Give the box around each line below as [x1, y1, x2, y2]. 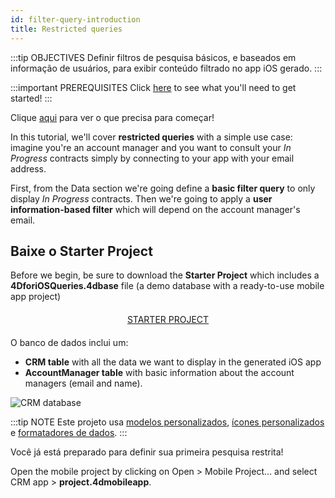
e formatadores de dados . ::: [10, 427, 128, 439]
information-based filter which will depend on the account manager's [10, 203, 301, 215]
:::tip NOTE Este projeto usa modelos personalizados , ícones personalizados [10, 416, 325, 428]
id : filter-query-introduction [10, 14, 141, 25]
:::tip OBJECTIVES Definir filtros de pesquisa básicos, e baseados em [10, 51, 297, 63]
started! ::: [10, 92, 53, 104]
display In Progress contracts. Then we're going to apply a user [10, 192, 273, 205]
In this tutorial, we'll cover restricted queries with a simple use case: [10, 131, 293, 143]
